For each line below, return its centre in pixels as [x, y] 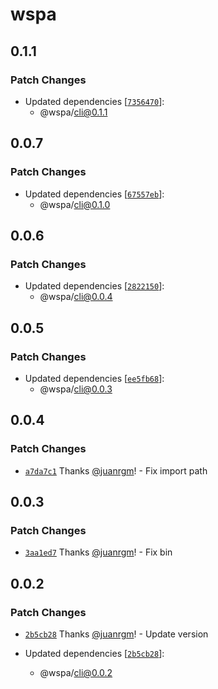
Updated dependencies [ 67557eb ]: [94, 194]
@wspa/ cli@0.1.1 [73, 112]
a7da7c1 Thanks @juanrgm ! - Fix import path [116, 470]
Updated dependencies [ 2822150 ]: [94, 286]
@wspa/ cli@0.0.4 [76, 297]
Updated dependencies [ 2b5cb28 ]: [94, 653]
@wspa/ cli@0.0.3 [76, 389]
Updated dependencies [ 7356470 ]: [94, 101]
